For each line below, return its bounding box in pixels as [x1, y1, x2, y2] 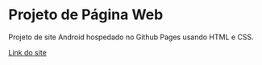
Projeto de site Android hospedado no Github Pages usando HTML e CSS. [8, 32, 254, 42]
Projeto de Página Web [8, 6, 164, 24]
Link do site [8, 47, 47, 57]
